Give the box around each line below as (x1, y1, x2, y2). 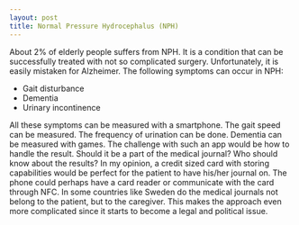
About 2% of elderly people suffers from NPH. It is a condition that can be (9, 46, 284, 57)
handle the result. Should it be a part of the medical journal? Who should (9, 148, 278, 158)
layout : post (9, 13, 59, 22)
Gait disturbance (22, 83, 85, 94)
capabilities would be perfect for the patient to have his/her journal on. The (9, 167, 288, 178)
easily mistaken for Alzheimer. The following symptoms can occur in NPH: (9, 65, 284, 76)
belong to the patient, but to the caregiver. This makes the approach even (9, 195, 282, 207)
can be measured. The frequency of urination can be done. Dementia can (9, 129, 282, 139)
